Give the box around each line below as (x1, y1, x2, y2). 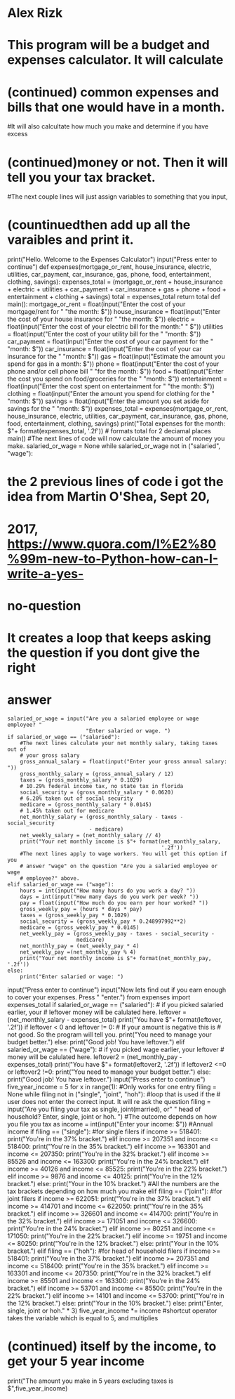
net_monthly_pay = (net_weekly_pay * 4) (20, 942, 140, 950)
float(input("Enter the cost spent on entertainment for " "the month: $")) (7, 382, 215, 390)
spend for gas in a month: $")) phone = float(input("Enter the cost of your (7, 360, 220, 368)
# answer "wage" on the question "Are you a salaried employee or (20, 862, 218, 869)
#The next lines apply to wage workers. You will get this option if (20, 850, 228, 858)
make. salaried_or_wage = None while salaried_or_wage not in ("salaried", (7, 442, 221, 450)
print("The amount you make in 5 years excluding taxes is (7, 1377, 174, 1385)
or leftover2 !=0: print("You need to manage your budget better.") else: (7, 1068, 211, 1076)
